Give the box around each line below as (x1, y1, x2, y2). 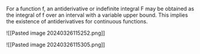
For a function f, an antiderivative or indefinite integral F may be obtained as (6, 5, 195, 12)
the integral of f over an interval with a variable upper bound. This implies (6, 11, 189, 19)
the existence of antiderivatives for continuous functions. (6, 18, 148, 25)
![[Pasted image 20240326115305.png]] (6, 41, 105, 48)
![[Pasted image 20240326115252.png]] (6, 29, 105, 37)
